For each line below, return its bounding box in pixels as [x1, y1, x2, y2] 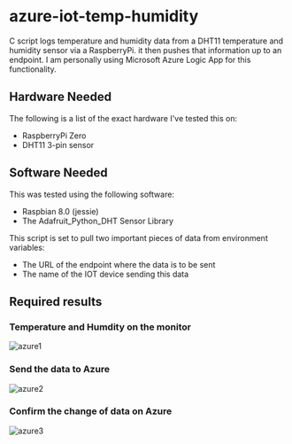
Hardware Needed [9, 90, 112, 105]
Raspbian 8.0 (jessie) [21, 206, 99, 216]
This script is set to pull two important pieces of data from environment [9, 232, 268, 243]
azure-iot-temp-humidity [9, 6, 199, 27]
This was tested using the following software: [9, 189, 175, 199]
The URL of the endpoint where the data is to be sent [21, 259, 216, 269]
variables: [9, 242, 45, 253]
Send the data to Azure [9, 363, 111, 376]
